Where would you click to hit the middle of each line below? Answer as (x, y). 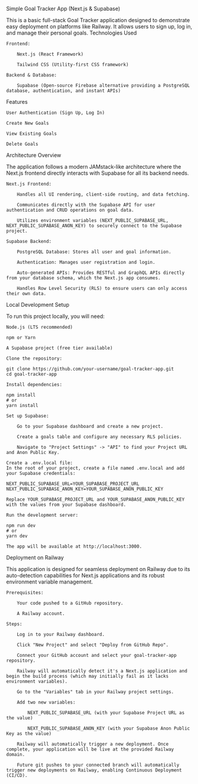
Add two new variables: (46, 702)
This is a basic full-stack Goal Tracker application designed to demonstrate (98, 20)
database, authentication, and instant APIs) (63, 91)
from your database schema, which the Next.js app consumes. (84, 278)
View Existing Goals (32, 134)
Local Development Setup (38, 305)
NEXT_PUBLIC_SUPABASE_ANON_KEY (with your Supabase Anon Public (109, 729)
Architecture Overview (34, 155)
